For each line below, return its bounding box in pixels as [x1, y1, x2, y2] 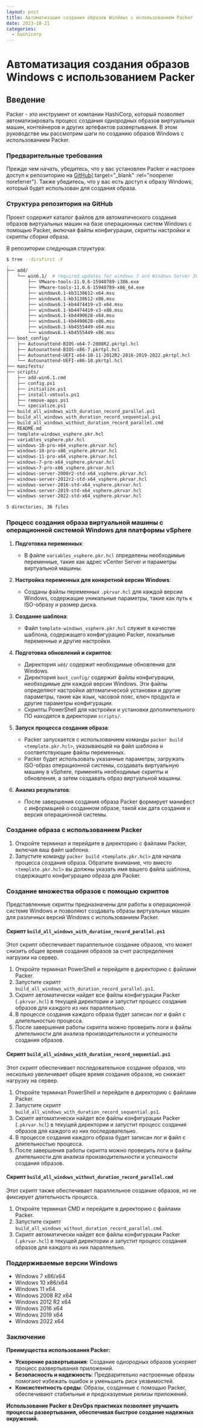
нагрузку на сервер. [6, 1077, 59, 1084]
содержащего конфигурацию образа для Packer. [14, 871, 141, 879]
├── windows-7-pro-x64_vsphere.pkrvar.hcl [6, 459, 115, 466]
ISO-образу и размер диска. [24, 601, 98, 608]
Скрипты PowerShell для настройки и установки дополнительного [24, 706, 195, 713]
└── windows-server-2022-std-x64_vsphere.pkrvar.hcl [6, 493, 142, 499]
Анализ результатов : [14, 786, 71, 793]
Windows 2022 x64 [14, 1318, 65, 1325]
